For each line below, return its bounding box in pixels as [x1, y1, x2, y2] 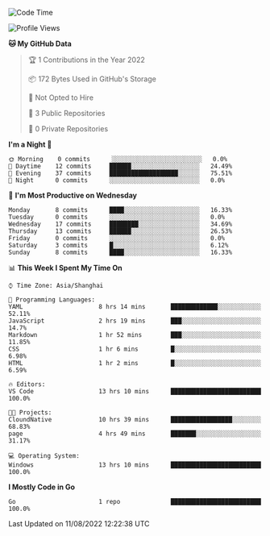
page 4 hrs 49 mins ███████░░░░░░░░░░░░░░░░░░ [8, 430, 262, 438]
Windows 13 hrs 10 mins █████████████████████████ [8, 461, 262, 469]
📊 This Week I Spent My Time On [8, 263, 123, 272]
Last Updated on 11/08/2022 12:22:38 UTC [8, 519, 151, 528]
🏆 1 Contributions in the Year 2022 [27, 55, 145, 64]
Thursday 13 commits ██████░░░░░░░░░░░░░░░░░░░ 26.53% [8, 227, 232, 235]
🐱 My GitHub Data [8, 39, 73, 48]
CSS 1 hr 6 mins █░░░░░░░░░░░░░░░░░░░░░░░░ [8, 345, 262, 353]
